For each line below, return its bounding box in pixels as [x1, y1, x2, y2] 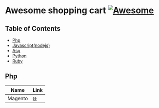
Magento [7, 95, 28, 102]
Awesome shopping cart [5, 5, 106, 16]
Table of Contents [5, 24, 61, 33]
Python [12, 53, 27, 59]
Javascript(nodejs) [12, 43, 50, 48]
